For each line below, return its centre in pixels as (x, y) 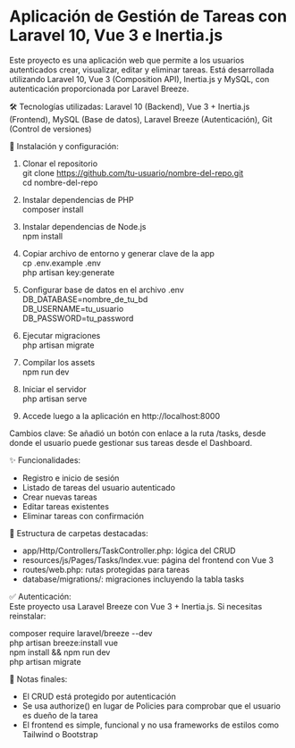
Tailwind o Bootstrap (60, 734)
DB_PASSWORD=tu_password (78, 318)
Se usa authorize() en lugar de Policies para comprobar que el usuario (152, 706)
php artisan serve (55, 399)
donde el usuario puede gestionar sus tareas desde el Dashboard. (131, 442)
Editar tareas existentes (66, 506)
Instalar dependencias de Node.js (84, 226)
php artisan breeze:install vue (64, 643)
